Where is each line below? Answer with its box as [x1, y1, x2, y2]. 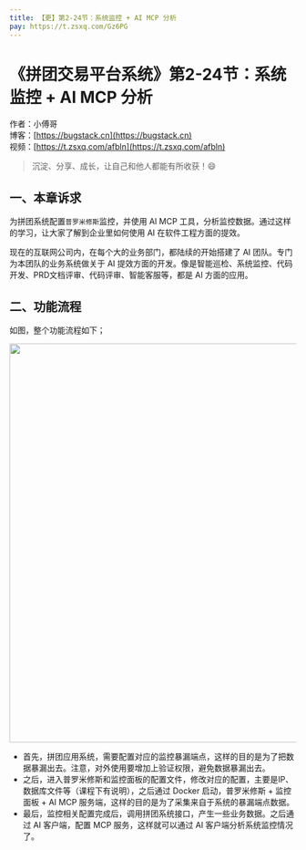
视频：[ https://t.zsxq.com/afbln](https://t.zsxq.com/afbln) [9, 141, 226, 152]
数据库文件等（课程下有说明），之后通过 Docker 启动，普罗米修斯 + [22, 785, 274, 796]
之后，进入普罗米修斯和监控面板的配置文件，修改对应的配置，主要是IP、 [22, 774, 294, 785]
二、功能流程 [9, 298, 82, 315]
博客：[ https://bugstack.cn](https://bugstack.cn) [9, 130, 193, 141]
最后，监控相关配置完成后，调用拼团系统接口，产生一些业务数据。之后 [22, 808, 287, 819]
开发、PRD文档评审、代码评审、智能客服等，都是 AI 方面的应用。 [9, 270, 253, 281]
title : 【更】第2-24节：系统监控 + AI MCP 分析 [9, 13, 178, 23]
